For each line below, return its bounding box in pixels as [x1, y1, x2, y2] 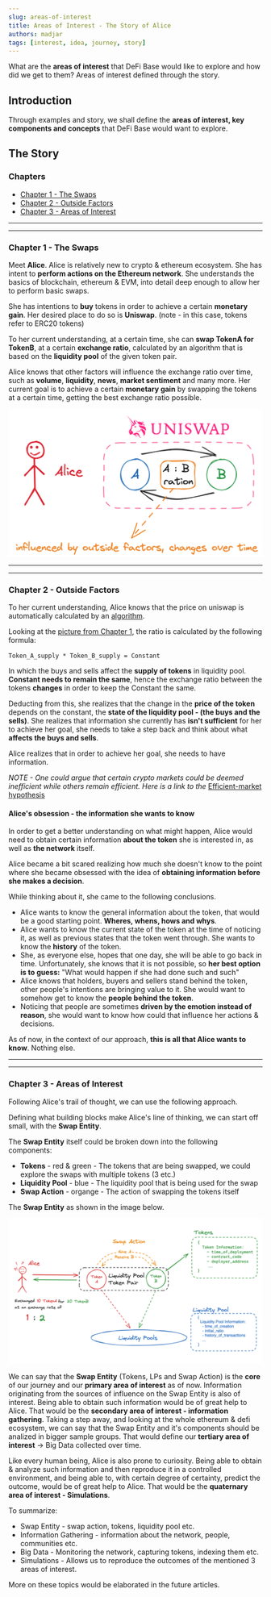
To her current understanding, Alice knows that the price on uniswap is [8, 603, 244, 612]
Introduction [8, 94, 73, 107]
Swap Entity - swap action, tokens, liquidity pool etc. [19, 1521, 195, 1532]
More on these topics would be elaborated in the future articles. [8, 1580, 220, 1590]
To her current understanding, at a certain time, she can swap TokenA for [8, 335, 254, 344]
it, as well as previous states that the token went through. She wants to [19, 933, 256, 943]
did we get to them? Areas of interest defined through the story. [8, 70, 220, 80]
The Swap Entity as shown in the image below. [8, 1202, 165, 1211]
